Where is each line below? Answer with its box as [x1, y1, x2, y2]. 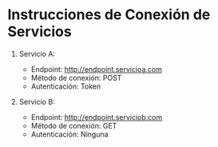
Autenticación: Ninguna [30, 129, 109, 139]
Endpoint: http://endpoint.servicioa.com [30, 64, 163, 73]
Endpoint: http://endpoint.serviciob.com [30, 112, 163, 121]
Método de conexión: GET [30, 121, 117, 130]
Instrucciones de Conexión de [7, 6, 211, 24]
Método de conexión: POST [30, 73, 122, 82]
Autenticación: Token [30, 81, 101, 91]
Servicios [7, 22, 73, 41]
